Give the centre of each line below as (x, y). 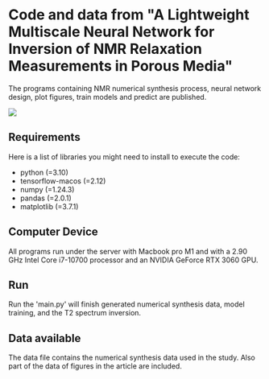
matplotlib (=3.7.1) (49, 206)
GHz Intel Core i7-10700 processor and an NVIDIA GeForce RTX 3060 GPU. (133, 260)
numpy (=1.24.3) (47, 189)
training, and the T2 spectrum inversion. (75, 313)
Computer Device (53, 232)
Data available (45, 338)
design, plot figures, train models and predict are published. (108, 97)
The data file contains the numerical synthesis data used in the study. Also (132, 358)
